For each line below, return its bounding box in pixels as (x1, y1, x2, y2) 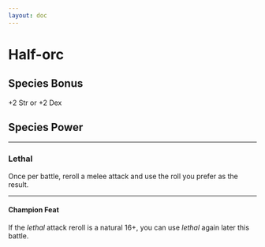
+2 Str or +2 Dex (8, 98, 62, 107)
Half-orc (8, 45, 65, 63)
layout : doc (8, 11, 47, 20)
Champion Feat (8, 205, 59, 215)
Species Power (8, 121, 84, 134)
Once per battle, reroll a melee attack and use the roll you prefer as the (8, 171, 238, 181)
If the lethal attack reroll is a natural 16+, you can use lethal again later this (8, 223, 250, 232)
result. (8, 179, 29, 189)
